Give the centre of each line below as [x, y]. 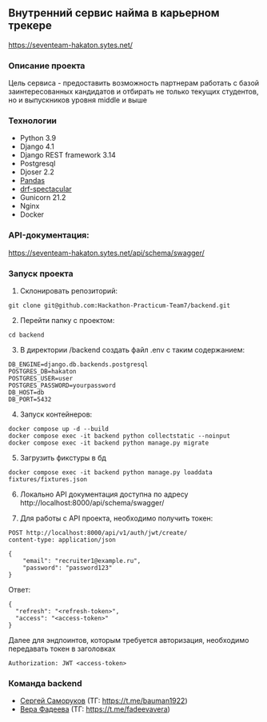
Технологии [33, 121]
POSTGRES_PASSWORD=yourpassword [62, 385]
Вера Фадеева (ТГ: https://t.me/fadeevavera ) [95, 709]
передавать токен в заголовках [62, 648]
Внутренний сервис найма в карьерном [114, 13]
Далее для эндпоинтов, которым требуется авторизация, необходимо [129, 640]
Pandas [32, 181]
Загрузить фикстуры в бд [63, 458]
